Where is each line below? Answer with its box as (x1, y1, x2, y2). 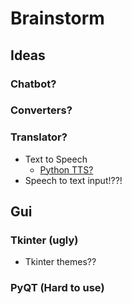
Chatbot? (10, 77, 57, 91)
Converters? (10, 103, 73, 117)
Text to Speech (24, 153, 88, 165)
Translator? (10, 130, 68, 144)
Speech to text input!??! (24, 174, 123, 186)
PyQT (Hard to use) (10, 281, 105, 295)
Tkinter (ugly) (10, 233, 79, 247)
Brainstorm (10, 7, 105, 30)
